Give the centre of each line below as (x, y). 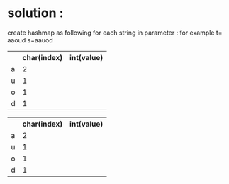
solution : (35, 13)
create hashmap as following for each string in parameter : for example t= (115, 33)
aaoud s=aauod (30, 40)
